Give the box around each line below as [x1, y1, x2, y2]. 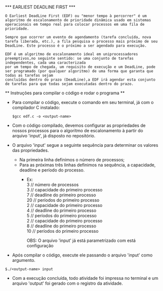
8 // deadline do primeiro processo [26, 223, 96, 229]
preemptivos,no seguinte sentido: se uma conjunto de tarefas [5, 56, 134, 61]
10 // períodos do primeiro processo [26, 228, 99, 234]
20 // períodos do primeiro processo [26, 197, 100, 203]
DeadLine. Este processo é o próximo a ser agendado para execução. [5, 43, 147, 48]
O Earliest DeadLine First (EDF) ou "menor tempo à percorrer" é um [5, 14, 147, 18]
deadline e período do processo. [19, 167, 85, 173]
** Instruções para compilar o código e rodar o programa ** [5, 90, 125, 96]
